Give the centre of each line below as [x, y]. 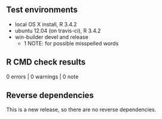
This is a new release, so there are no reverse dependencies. [81, 109]
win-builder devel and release [51, 37]
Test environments [42, 10]
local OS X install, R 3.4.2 [46, 24]
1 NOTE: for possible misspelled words [71, 43]
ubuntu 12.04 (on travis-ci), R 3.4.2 [58, 30]
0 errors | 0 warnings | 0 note [42, 77]
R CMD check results [46, 62]
